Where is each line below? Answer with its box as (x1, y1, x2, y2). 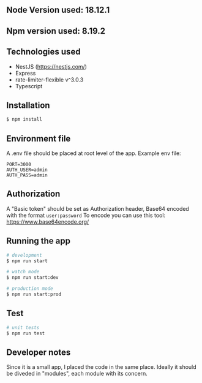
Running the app (6, 236, 70, 246)
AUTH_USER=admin (6, 167, 48, 173)
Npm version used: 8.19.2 (6, 26, 106, 36)
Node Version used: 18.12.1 (6, 5, 110, 15)
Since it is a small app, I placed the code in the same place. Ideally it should (6, 363, 197, 371)
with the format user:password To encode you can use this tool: (6, 211, 166, 219)
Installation (6, 100, 50, 110)
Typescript (15, 82, 43, 89)
